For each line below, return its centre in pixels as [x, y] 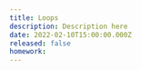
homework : [28, 52]
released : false [40, 43]
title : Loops [34, 18]
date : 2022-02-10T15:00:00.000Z [70, 35]
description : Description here [69, 26]
